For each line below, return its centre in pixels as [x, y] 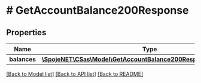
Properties [26, 33]
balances [23, 59]
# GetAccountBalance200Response [98, 10]
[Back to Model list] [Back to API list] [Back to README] [75, 74]
